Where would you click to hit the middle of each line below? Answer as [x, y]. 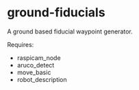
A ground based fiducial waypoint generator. [70, 31]
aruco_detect [36, 65]
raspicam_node [39, 58]
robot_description [42, 79]
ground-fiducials [56, 13]
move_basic [34, 72]
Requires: [21, 44]
